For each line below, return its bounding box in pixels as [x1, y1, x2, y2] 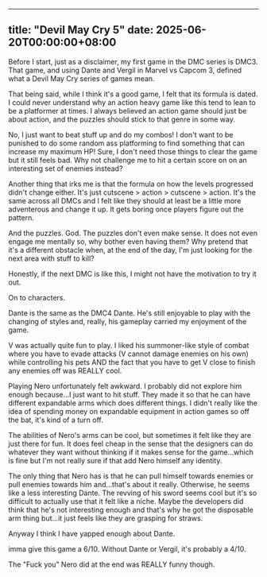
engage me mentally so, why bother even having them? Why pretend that [8, 236, 249, 246]
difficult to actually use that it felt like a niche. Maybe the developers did [8, 496, 244, 505]
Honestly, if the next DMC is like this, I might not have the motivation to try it [8, 269, 257, 278]
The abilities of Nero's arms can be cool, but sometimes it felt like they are [8, 430, 252, 440]
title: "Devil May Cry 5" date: [8, 23, 154, 37]
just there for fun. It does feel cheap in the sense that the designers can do [8, 439, 253, 448]
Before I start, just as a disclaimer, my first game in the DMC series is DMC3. [8, 56, 258, 66]
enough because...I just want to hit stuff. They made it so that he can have [8, 389, 251, 399]
